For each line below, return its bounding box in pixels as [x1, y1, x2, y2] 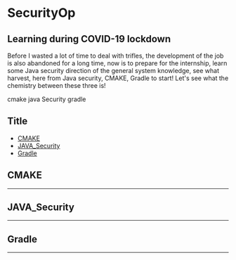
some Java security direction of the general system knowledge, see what [7, 67, 220, 74]
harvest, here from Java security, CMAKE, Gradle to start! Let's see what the [7, 74, 229, 82]
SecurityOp [7, 5, 76, 21]
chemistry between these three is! [7, 82, 107, 89]
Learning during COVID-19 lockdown [7, 33, 171, 45]
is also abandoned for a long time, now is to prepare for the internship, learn [7, 59, 228, 67]
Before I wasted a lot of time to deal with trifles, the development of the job [7, 51, 224, 60]
